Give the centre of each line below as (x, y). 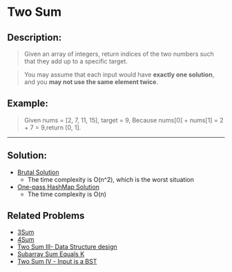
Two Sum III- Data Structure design (67, 247)
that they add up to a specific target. (76, 61)
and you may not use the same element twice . (91, 82)
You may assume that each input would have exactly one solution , (119, 74)
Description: (35, 38)
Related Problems (46, 216)
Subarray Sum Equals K (51, 254)
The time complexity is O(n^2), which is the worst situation (111, 179)
